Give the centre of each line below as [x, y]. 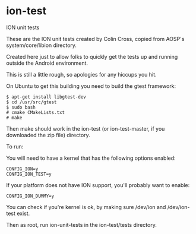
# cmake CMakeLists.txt [36, 112]
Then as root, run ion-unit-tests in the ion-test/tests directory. [82, 224]
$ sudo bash [21, 107]
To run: [15, 146]
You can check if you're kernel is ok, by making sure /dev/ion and [86, 207]
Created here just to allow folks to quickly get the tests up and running [92, 56]
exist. [23, 213]
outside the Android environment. [47, 63]
